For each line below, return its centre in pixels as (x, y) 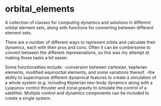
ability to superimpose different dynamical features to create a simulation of (81, 77)
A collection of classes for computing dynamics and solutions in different (78, 22)
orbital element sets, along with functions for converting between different (79, 27)
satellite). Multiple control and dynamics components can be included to (77, 93)
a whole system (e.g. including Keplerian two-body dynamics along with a (79, 82)
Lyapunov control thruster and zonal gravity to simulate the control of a (76, 88)
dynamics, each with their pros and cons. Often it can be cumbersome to (78, 47)
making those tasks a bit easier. (37, 57)
